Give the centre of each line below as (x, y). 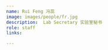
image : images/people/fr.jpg (42, 17)
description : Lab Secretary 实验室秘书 (54, 22)
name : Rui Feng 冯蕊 (30, 11)
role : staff (21, 28)
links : (14, 33)
